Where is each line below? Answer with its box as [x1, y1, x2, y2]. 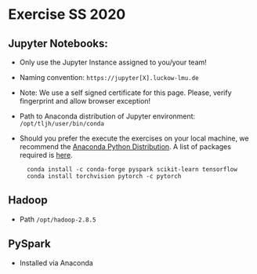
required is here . [19, 151, 73, 159]
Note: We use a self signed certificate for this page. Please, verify [19, 88, 233, 97]
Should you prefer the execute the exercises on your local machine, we [19, 133, 249, 143]
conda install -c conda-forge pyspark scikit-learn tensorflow [27, 166, 237, 174]
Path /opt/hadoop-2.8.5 [19, 214, 96, 224]
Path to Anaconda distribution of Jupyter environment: [19, 111, 196, 121]
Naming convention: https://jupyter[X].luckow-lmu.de [19, 73, 199, 82]
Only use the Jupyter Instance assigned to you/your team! [19, 57, 208, 67]
